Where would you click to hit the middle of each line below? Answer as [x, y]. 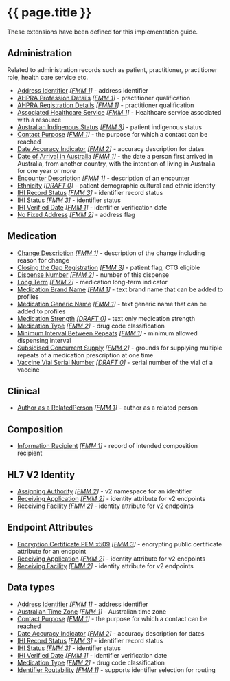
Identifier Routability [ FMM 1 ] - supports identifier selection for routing [116, 670]
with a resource [39, 120]
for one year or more [46, 170]
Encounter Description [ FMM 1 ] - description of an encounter [103, 178]
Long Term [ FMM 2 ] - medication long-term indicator [92, 282]
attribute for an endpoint [51, 551]
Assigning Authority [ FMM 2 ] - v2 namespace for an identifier [104, 491]
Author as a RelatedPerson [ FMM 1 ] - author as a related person [107, 408]
